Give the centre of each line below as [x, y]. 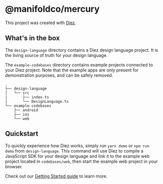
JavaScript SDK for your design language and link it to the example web [78, 156]
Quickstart [22, 134]
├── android [26, 110]
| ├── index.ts [27, 97]
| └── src [17, 93]
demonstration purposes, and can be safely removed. [59, 75]
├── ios [22, 114]
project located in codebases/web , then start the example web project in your [81, 161]
